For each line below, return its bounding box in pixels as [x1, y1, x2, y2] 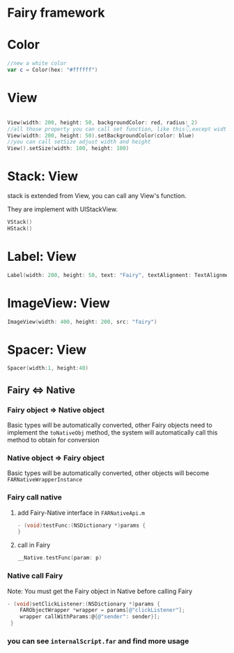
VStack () [7, 218, 33, 226]
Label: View [7, 249, 77, 264]
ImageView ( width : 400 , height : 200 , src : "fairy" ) [7, 318, 157, 325]
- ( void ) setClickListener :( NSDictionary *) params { [7, 600, 160, 608]
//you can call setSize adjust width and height [7, 138, 151, 146]
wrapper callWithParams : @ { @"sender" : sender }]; [19, 613, 160, 620]
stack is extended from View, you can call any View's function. [7, 192, 187, 200]
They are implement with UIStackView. [7, 205, 118, 213]
